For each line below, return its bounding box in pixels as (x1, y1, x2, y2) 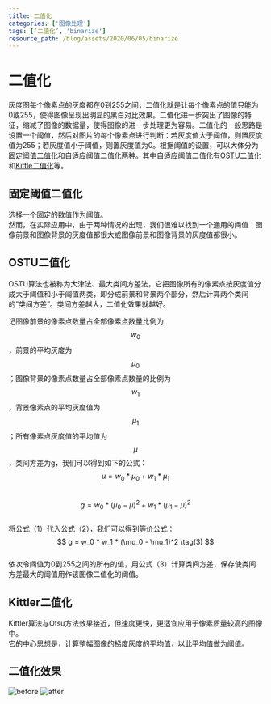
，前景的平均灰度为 (8, 345, 73, 354)
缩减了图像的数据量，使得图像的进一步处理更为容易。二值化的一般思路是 (22, 121, 263, 130)
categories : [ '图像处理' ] (8, 19, 91, 28)
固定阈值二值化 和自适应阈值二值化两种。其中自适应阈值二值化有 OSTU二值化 (8, 151, 262, 160)
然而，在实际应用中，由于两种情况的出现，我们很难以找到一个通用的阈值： (8, 220, 256, 229)
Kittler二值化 (8, 596, 73, 609)
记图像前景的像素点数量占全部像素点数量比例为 (8, 316, 164, 326)
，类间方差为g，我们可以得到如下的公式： (8, 458, 148, 468)
